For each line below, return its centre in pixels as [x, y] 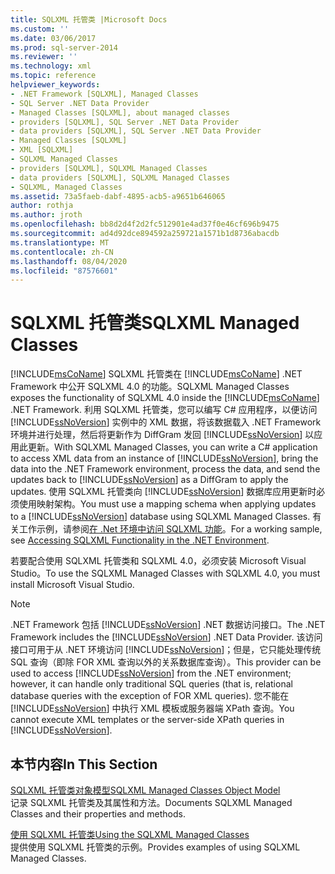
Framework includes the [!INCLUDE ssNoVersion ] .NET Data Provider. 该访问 [166, 637]
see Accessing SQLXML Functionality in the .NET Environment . [140, 540]
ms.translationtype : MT [60, 242]
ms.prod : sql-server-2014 [64, 47]
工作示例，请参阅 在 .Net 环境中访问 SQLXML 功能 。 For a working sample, [170, 529]
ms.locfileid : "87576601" [64, 271]
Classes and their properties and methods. [98, 814]
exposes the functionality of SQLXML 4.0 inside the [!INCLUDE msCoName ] [165, 398]
